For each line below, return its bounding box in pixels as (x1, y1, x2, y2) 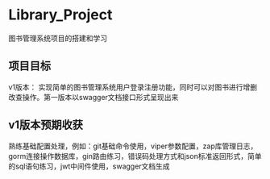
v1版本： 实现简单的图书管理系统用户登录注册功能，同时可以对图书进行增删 (8, 82, 258, 92)
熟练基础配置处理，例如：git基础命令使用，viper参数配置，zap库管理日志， (8, 141, 258, 151)
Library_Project (8, 6, 113, 24)
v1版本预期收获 (8, 119, 83, 132)
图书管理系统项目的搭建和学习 (8, 33, 107, 43)
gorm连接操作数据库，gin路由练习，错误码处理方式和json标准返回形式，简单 (8, 151, 262, 160)
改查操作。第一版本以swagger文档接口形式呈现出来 (8, 92, 179, 102)
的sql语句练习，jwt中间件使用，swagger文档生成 (8, 161, 171, 171)
